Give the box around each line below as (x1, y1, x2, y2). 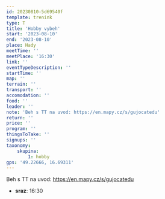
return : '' (6, 114, 34, 120)
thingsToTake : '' (6, 131, 50, 138)
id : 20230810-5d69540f (6, 8, 63, 15)
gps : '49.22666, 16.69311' (6, 159, 74, 165)
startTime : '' (6, 70, 42, 76)
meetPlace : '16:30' (6, 53, 55, 59)
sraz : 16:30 (14, 187, 43, 195)
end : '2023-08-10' (6, 37, 52, 43)
